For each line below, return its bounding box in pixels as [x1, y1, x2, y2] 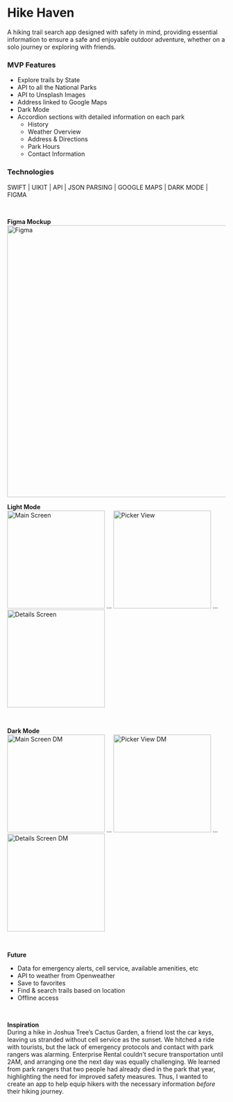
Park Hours [27, 143, 60, 151]
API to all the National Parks [17, 83, 97, 92]
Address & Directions [27, 135, 88, 143]
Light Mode [7, 502, 41, 511]
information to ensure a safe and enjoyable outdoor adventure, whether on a [7, 35, 225, 43]
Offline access [17, 993, 59, 1002]
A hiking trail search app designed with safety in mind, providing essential [7, 28, 218, 36]
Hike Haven [7, 5, 75, 21]
